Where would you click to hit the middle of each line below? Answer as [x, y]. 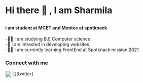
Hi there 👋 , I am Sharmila [59, 10]
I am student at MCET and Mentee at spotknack [56, 28]
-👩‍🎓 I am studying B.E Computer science [48, 39]
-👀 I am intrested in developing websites [47, 45]
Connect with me [27, 63]
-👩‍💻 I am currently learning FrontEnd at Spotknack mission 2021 [72, 50]
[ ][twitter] [23, 74]
